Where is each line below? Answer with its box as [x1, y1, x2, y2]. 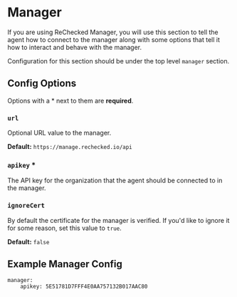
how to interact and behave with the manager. [7, 43, 142, 51]
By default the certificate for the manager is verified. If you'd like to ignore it [7, 216, 230, 224]
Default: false [7, 237, 50, 246]
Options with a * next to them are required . [7, 96, 134, 105]
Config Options [7, 78, 77, 90]
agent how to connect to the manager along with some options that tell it [7, 35, 221, 43]
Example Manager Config [7, 258, 122, 271]
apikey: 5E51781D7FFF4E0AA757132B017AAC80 [20, 283, 148, 291]
